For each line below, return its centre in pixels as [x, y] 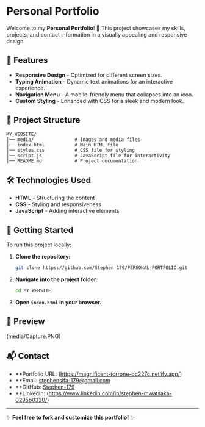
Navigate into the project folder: [56, 279]
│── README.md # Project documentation [72, 161]
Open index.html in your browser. [58, 302]
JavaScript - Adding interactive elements [67, 211]
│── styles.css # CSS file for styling [71, 150]
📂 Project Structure [43, 120]
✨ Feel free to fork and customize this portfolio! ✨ [71, 417]
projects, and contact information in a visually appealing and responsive [97, 34]
